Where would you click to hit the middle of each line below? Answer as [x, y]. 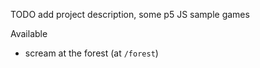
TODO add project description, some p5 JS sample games [130, 14]
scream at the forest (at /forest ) [91, 53]
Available [29, 33]
